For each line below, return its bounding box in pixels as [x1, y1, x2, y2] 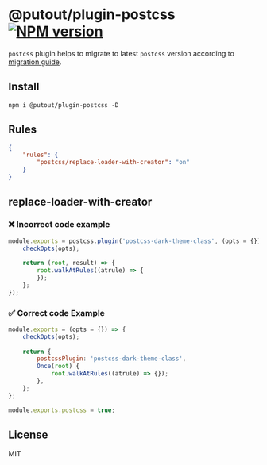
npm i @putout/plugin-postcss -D [8, 101, 119, 109]
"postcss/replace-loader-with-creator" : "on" [37, 159, 191, 167]
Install [8, 80, 40, 94]
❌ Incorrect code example [8, 219, 110, 230]
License [8, 428, 48, 441]
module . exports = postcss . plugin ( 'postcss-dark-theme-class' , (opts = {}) [8, 236, 261, 245]
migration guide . [8, 57, 62, 67]
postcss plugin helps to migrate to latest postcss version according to [8, 48, 234, 58]
